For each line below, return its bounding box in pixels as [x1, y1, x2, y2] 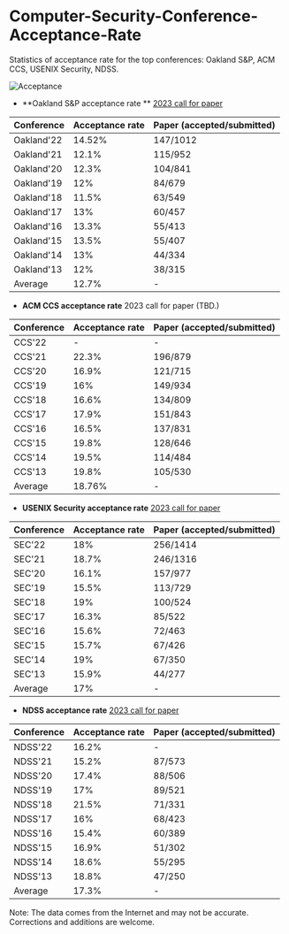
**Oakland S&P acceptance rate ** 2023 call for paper [21, 97, 224, 108]
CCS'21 [13, 350, 47, 363]
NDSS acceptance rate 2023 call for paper [21, 705, 179, 716]
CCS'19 [13, 379, 47, 391]
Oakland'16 [13, 219, 63, 232]
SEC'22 [13, 538, 46, 550]
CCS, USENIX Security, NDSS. [9, 64, 119, 74]
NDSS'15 [13, 841, 53, 854]
